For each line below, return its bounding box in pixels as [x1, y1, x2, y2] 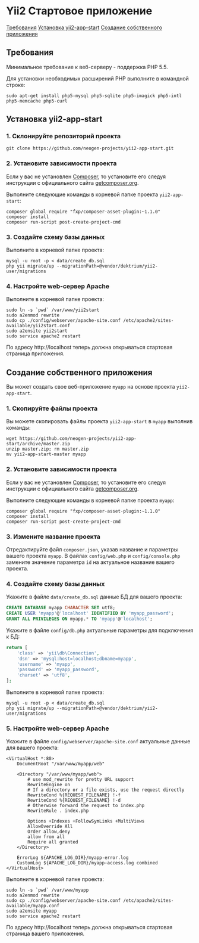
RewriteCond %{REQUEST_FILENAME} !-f [27, 792, 121, 798]
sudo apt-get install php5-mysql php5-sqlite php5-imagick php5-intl [6, 92, 182, 99]
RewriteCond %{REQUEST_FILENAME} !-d [27, 798, 121, 804]
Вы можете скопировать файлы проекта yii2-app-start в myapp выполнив [6, 418, 193, 425]
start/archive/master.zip [6, 441, 70, 447]
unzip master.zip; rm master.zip [6, 446, 89, 452]
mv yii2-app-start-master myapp [6, 451, 86, 457]
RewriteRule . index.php [27, 808, 89, 814]
